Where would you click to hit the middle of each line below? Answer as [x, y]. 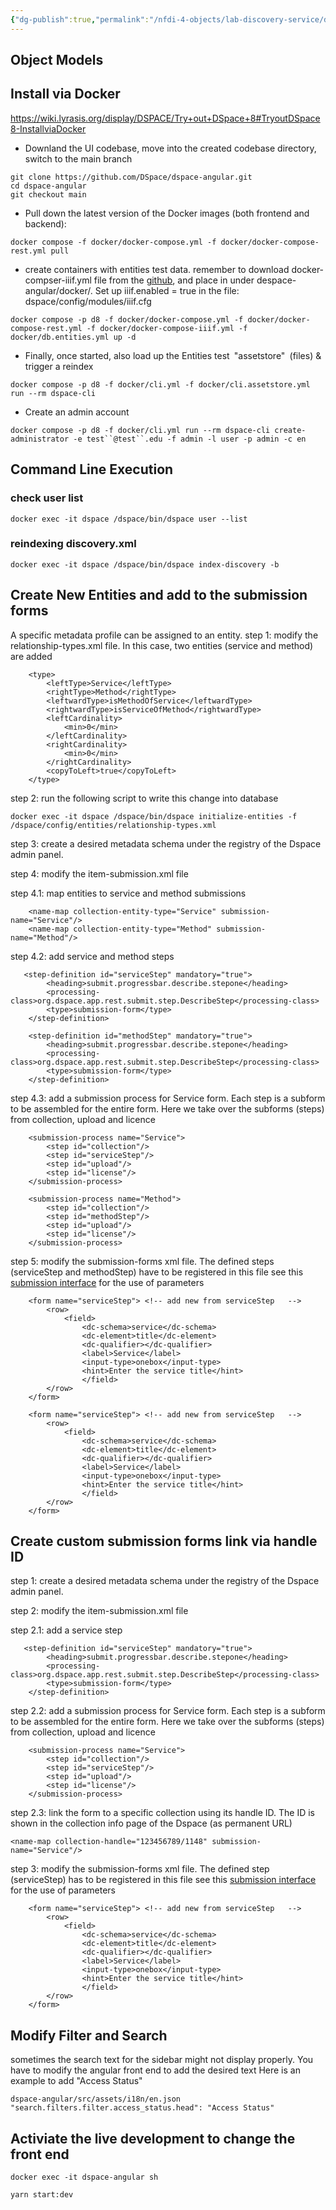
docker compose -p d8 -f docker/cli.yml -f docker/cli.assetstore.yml [160, 384]
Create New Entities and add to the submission [159, 595]
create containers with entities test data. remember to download [157, 269]
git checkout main [48, 194]
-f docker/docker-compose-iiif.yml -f [167, 328]
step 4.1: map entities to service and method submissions [128, 893]
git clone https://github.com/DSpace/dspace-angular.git [131, 177]
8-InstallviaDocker [48, 128]
